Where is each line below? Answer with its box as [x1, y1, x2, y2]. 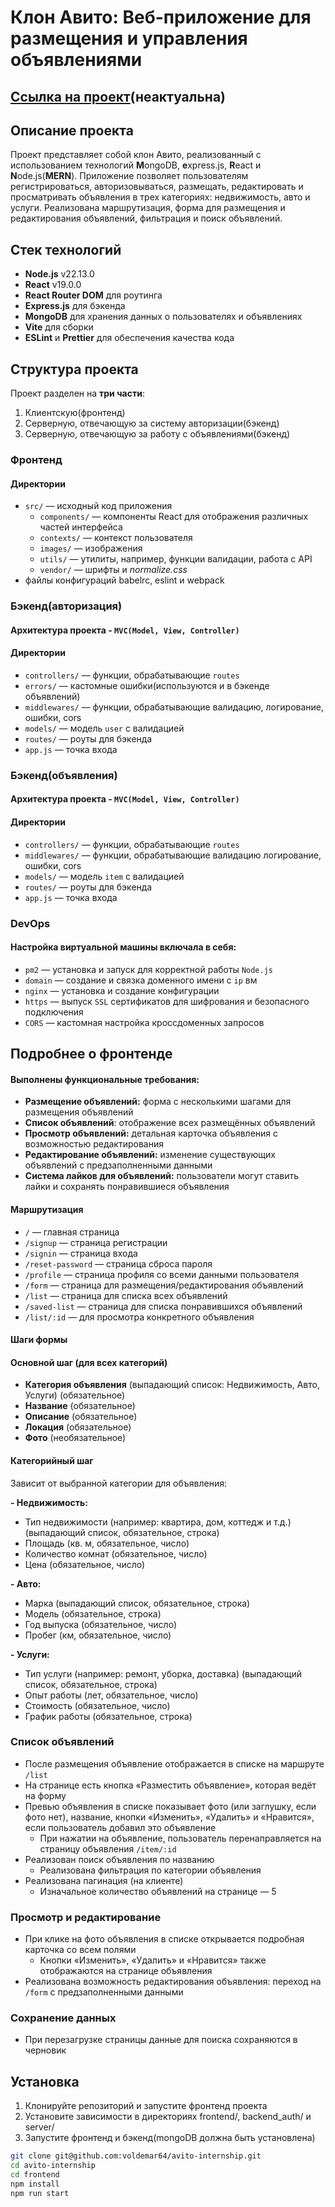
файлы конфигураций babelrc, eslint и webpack [24, 574, 225, 586]
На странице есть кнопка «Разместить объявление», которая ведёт [24, 1779, 317, 1791]
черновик [24, 2044, 67, 2056]
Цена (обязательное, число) [24, 1558, 146, 1570]
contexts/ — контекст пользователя [39, 532, 193, 544]
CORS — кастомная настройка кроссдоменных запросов [24, 1016, 265, 1028]
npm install [10, 2179, 60, 2189]
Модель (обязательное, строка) [24, 1607, 162, 1620]
